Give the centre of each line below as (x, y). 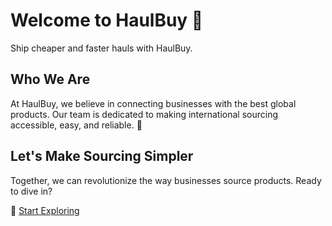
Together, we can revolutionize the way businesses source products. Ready (166, 180)
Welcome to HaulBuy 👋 (107, 20)
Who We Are (50, 79)
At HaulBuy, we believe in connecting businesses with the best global (153, 103)
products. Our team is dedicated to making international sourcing (144, 114)
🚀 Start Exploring (45, 210)
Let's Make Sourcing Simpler (102, 156)
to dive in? (31, 191)
